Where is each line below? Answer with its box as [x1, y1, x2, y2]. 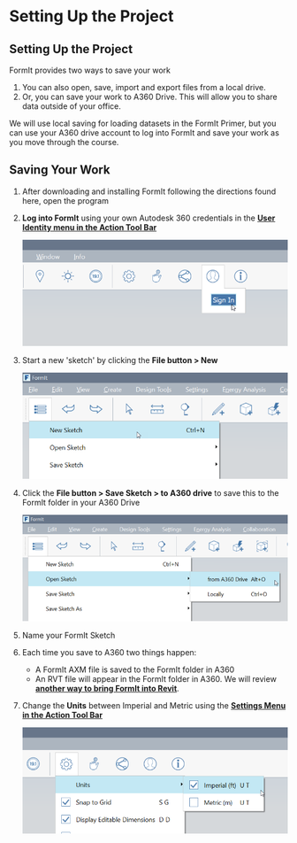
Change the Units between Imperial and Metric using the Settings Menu [21, 700, 286, 711]
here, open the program [21, 195, 109, 205]
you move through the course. [9, 137, 119, 147]
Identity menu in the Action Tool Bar [21, 221, 157, 232]
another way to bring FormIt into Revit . [34, 684, 179, 694]
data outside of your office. [21, 101, 122, 112]
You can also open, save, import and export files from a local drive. [21, 82, 267, 92]
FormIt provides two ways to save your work [9, 65, 171, 75]
